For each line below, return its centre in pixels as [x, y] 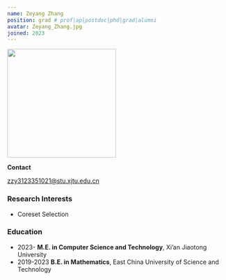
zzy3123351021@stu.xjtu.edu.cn [53, 181]
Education [25, 232]
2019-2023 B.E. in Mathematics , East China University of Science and [118, 262]
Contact [19, 167]
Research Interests [40, 199]
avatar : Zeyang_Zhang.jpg [45, 26]
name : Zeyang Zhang [35, 14]
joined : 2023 [26, 33]
